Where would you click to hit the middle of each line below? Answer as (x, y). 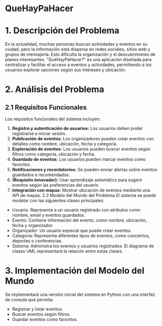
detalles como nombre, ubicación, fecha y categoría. (65, 144)
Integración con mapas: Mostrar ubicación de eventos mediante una (81, 190)
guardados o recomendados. (41, 175)
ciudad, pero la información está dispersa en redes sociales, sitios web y (78, 49)
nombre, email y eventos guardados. (49, 215)
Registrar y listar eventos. (37, 309)
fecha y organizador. (33, 226)
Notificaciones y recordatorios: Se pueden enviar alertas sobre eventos (85, 170)
